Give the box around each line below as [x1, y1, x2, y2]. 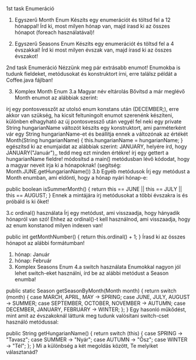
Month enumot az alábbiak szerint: [14, 94, 98, 101]
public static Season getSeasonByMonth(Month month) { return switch [6, 287, 177, 294]
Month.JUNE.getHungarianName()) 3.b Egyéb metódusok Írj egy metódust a [6, 168, 190, 175]
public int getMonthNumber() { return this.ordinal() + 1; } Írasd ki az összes [6, 233, 186, 240]
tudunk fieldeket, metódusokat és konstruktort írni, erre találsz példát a [6, 70, 177, 77]
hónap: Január [14, 251, 50, 258]
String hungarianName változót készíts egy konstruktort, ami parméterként [6, 125, 186, 131]
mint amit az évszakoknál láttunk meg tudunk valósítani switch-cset [6, 312, 169, 319]
